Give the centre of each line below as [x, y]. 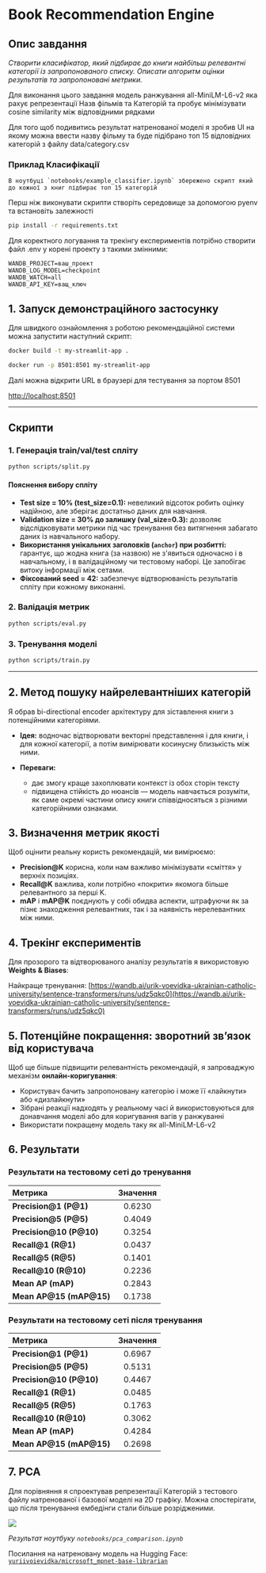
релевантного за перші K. [63, 892]
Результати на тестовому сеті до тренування [100, 1172]
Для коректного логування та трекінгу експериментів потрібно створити [132, 241]
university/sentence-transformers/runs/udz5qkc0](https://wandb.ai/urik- [127, 994]
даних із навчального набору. [70, 536]
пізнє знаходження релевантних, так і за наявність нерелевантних [133, 910]
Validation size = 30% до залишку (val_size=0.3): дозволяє [120, 519]
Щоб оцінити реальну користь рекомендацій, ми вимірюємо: [112, 852]
